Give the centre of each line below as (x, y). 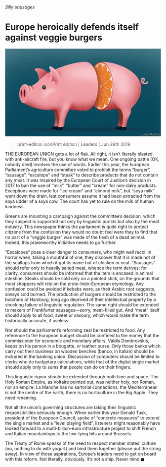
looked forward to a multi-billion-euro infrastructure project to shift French (81, 428)
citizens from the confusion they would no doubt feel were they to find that (81, 232)
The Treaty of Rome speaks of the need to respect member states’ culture (81, 443)
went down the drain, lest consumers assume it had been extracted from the (83, 196)
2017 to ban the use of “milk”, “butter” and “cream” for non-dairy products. (81, 185)
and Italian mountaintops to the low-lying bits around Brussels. (69, 434)
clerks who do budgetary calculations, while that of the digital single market (82, 362)
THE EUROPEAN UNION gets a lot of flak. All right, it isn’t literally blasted (79, 154)
